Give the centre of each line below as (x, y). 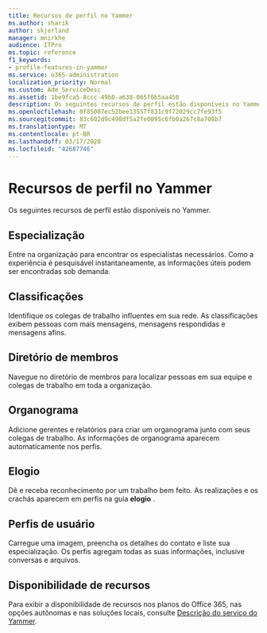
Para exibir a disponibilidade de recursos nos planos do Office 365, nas (125, 604)
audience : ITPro (35, 45)
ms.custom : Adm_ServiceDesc (55, 90)
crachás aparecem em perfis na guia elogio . (82, 499)
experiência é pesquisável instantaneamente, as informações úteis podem (130, 263)
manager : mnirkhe (37, 38)
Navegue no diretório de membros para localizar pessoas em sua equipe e (130, 377)
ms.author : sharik (39, 23)
